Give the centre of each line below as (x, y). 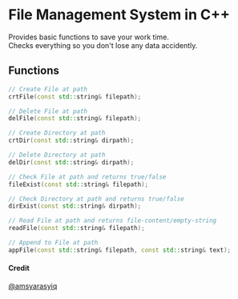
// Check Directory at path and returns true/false (96, 199)
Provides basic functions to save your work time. (89, 37)
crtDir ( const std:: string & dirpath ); (71, 141)
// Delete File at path (48, 111)
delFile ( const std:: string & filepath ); (75, 119)
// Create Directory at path (57, 133)
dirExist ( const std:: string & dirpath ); (75, 206)
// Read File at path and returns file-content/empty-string (113, 221)
